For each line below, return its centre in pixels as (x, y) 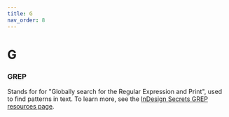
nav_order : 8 (26, 20)
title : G (20, 14)
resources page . (31, 106)
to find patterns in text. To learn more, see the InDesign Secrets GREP (108, 99)
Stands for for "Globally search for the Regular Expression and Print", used (115, 91)
